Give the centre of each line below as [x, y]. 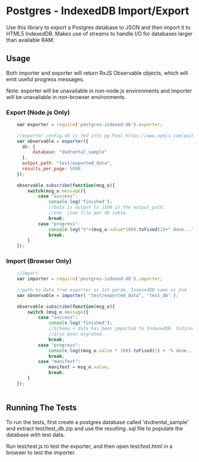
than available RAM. [31, 40]
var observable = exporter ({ [53, 141]
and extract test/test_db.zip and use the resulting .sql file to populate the [95, 428]
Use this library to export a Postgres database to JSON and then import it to [98, 27]
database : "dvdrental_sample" [70, 152]
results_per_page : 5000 [51, 169]
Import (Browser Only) [39, 261]
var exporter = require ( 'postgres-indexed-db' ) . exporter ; [90, 125]
